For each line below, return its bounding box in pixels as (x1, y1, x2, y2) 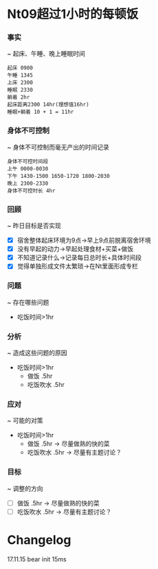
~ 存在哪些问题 (7, 298, 49, 306)
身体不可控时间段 (7, 158, 49, 165)
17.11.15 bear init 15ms (7, 555, 67, 563)
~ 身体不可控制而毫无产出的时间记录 (7, 143, 110, 151)
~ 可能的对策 (7, 417, 43, 425)
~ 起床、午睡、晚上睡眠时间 (7, 50, 86, 58)
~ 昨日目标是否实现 (7, 221, 62, 230)
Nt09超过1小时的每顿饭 (7, 6, 139, 22)
